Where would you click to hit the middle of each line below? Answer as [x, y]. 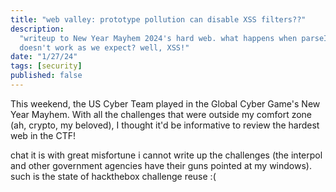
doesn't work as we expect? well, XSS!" [104, 47]
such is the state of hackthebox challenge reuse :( [113, 176]
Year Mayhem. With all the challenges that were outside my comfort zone [161, 114]
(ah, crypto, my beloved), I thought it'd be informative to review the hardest [165, 125]
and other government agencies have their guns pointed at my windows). [161, 165]
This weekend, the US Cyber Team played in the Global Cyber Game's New [165, 103]
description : [37, 29]
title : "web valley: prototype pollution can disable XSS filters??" [158, 19]
